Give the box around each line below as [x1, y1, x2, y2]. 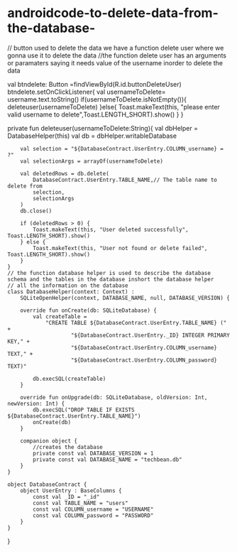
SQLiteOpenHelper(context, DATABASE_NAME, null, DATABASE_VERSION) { [20, 294, 231, 301]
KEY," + [7, 337, 31, 345]
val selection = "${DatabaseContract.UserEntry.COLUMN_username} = [20, 145, 224, 152]
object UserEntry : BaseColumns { [20, 487, 122, 494]
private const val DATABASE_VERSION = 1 [33, 450, 154, 457]
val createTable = [33, 313, 87, 320]
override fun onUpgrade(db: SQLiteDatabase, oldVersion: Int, [20, 394, 208, 401]
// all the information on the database [7, 282, 129, 289]
